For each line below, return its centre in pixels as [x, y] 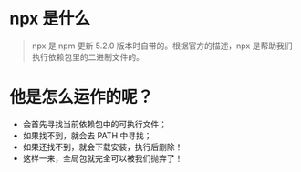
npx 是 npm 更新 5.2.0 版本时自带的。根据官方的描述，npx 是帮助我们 [162, 46]
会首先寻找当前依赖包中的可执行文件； [94, 124]
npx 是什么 [50, 19]
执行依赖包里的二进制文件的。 [88, 56]
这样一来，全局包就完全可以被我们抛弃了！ [103, 158]
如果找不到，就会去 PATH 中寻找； [87, 135]
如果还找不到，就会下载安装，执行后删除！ [103, 147]
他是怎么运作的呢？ [82, 97]
